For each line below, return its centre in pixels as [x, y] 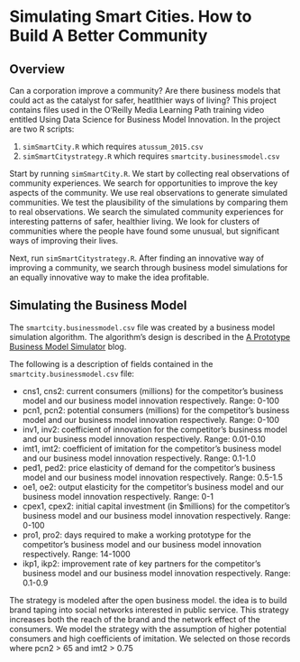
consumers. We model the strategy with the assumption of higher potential [148, 629]
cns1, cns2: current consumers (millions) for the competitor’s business [153, 391]
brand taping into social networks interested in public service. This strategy [150, 610]
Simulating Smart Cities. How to [131, 17]
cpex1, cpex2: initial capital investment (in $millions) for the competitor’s [156, 506]
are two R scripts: [42, 129]
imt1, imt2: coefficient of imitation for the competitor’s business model [152, 448]
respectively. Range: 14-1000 [76, 554]
